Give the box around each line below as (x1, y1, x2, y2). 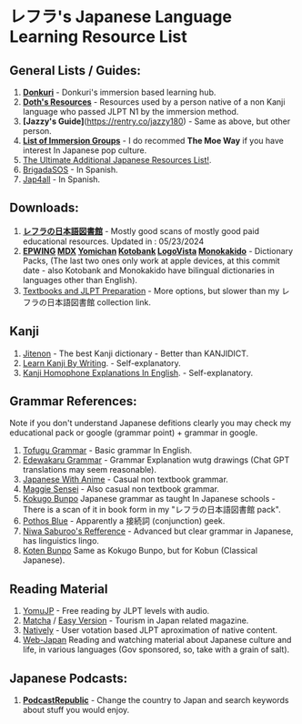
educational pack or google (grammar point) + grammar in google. (9, 427, 258, 438)
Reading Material (9, 581, 108, 597)
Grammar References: (9, 393, 137, 409)
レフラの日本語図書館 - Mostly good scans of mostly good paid (22, 225, 260, 236)
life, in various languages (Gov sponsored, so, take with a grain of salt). (22, 644, 290, 655)
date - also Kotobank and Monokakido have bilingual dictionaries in (22, 264, 275, 276)
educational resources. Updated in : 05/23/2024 (22, 236, 205, 247)
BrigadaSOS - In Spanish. (22, 164, 118, 175)
